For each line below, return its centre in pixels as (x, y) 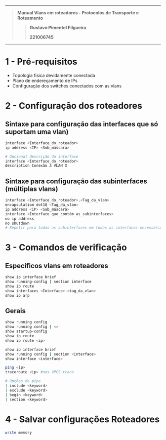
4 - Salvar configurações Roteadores (82, 419)
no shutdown (17, 223)
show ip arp (17, 295)
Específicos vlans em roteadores (57, 265)
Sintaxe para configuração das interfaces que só (82, 124)
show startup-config (26, 331)
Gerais (16, 311)
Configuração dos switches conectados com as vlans (67, 86)
